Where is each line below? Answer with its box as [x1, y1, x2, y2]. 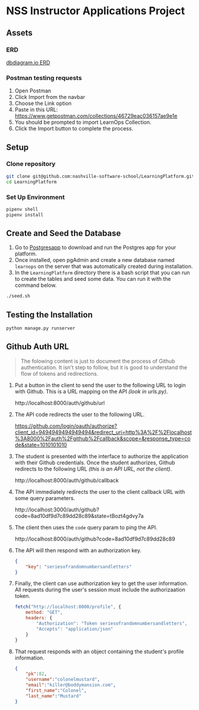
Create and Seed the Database [6, 228, 121, 238]
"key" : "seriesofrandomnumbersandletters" [25, 564, 132, 570]
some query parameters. [14, 494, 75, 501]
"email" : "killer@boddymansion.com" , [25, 682, 116, 688]
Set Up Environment [6, 193, 65, 201]
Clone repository [6, 160, 56, 168]
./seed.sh [6, 293, 31, 299]
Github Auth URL [6, 342, 69, 352]
